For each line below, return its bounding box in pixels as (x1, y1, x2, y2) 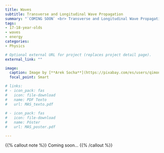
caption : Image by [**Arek (9, 70, 64, 75)
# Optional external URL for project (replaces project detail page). (5, 52, 152, 57)
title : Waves (5, 7, 32, 12)
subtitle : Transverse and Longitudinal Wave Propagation (5, 12, 123, 17)
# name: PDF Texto (5, 97, 47, 102)
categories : (5, 39, 29, 44)
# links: (5, 84, 23, 88)
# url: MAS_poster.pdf (5, 125, 56, 130)
